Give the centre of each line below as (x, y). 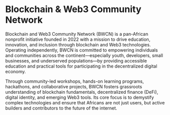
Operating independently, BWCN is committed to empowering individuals (82, 50)
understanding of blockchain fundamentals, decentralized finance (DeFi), (82, 92)
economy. (16, 71)
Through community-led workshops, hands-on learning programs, (75, 81)
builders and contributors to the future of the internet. (61, 108)
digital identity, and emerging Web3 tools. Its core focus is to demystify (80, 97)
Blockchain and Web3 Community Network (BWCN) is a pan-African (77, 34)
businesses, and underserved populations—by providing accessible (76, 61)
